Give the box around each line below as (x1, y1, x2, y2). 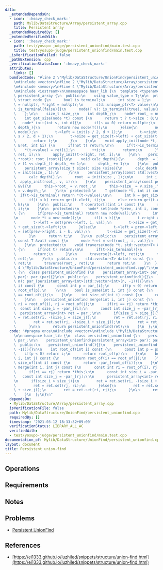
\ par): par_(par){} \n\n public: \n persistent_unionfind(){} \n (14, 274, 153, 279)
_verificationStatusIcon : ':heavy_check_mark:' (9, 61, 108, 66)
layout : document (5, 442, 40, 447)
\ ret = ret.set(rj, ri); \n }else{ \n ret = (14, 383, 145, 388)
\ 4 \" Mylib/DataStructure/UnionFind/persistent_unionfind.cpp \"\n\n (14, 265, 158, 270)
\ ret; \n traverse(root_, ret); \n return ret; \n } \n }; (14, 261, 160, 266)
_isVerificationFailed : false (9, 52, 70, 57)
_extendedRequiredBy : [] (9, 30, 60, 35)
